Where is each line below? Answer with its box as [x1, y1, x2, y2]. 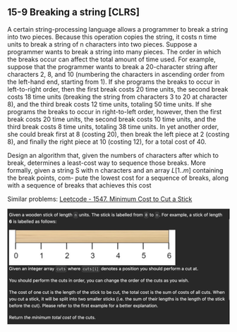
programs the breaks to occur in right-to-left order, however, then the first [7, 107, 222, 116]
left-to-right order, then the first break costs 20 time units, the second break [7, 85, 229, 93]
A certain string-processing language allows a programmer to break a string [7, 25, 229, 33]
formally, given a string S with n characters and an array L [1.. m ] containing [7, 166, 224, 174]
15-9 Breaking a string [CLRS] [7, 6, 140, 18]
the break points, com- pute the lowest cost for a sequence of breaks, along [7, 173, 229, 182]
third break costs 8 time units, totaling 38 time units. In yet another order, [7, 122, 219, 130]
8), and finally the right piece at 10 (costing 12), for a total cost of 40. [7, 137, 207, 146]
